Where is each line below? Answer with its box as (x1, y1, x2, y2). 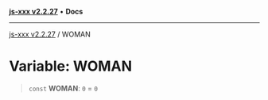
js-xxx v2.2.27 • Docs (9, 7, 84, 16)
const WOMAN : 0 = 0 (28, 83, 99, 93)
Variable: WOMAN (9, 57, 133, 75)
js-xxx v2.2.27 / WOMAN (9, 29, 91, 39)
